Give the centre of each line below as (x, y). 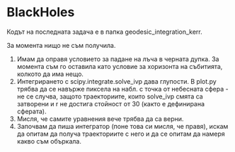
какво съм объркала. (49, 141)
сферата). (31, 111)
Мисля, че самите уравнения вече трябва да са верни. (100, 119)
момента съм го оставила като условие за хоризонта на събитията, (120, 66)
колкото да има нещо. (50, 74)
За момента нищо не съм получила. (61, 45)
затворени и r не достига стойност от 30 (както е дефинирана (111, 103)
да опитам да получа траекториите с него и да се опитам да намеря (121, 134)
